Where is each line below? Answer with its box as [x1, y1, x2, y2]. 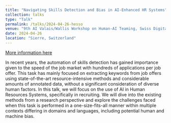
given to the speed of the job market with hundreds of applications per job [5, 64, 161, 71]
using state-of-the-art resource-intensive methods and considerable [5, 75, 149, 81]
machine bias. [5, 113, 35, 119]
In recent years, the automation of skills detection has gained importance [5, 59, 159, 65]
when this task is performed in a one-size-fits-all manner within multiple [5, 102, 157, 108]
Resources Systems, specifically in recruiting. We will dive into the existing [5, 92, 162, 98]
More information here [5, 49, 52, 56]
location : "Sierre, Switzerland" [5, 36, 76, 41]
